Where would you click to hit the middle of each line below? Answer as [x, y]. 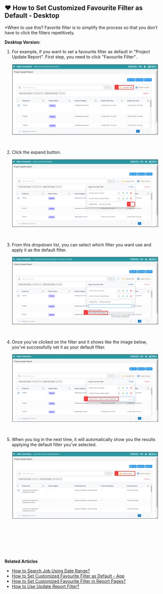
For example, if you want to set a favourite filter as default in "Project [81, 51]
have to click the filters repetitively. [40, 33]
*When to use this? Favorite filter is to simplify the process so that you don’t [81, 27]
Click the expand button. [36, 152]
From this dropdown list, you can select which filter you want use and [81, 245]
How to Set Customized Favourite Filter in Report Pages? [69, 581]
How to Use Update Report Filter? [45, 586]
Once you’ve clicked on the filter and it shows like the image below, [79, 342]
